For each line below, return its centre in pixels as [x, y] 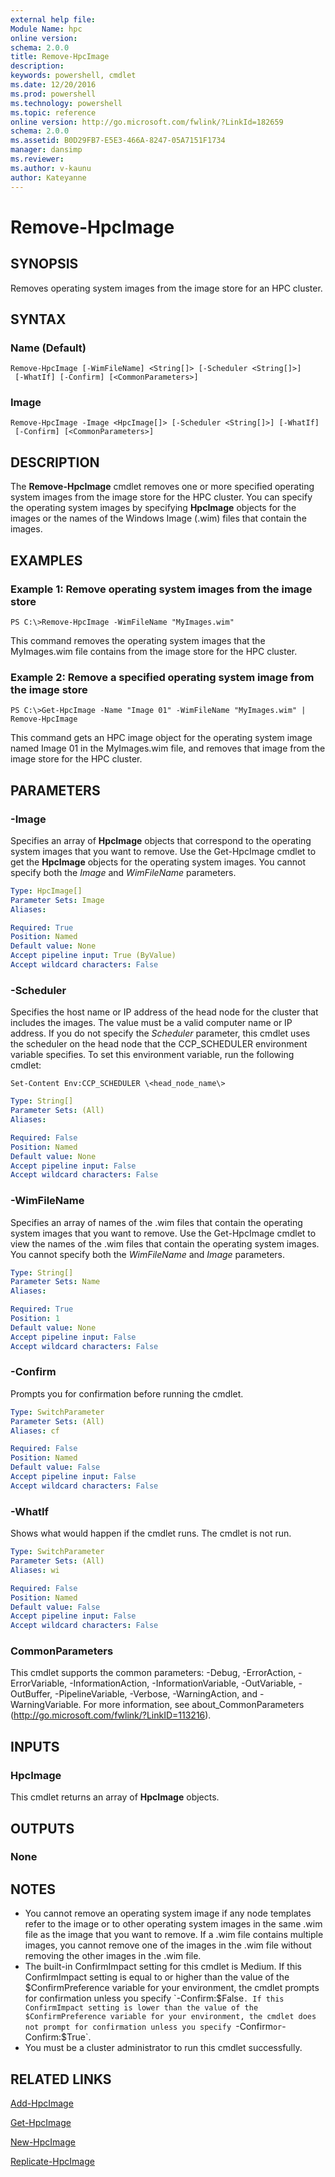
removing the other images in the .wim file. [113, 1956]
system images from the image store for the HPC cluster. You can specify [161, 497]
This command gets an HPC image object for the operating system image [161, 738]
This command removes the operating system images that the [138, 640]
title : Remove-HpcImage [60, 57]
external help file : [53, 19]
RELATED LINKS [61, 2079]
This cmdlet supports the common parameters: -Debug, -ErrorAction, [153, 1673]
